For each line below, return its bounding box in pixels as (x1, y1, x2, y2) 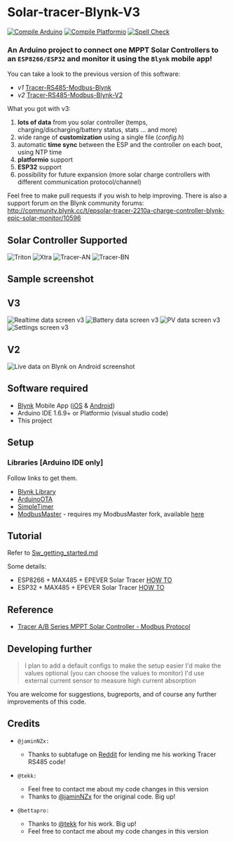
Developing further (7, 642, 92, 654)
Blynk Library (17, 487, 56, 496)
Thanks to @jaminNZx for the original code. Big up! (27, 792, 176, 801)
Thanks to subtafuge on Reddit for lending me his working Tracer (27, 750, 216, 758)
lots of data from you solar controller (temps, (17, 118, 149, 127)
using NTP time (17, 148, 62, 157)
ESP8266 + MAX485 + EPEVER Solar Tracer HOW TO (17, 576, 172, 584)
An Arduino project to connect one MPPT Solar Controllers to (7, 45, 219, 55)
